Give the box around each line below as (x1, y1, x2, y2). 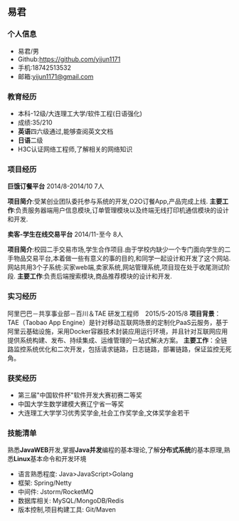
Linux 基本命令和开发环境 (14, 455, 87, 463)
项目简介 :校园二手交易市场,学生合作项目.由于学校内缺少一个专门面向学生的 (7, 245, 225, 254)
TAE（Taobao (7, 318, 48, 326)
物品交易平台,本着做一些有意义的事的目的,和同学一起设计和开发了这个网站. (13, 254, 231, 263)
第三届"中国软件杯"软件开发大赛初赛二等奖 (17, 391, 142, 399)
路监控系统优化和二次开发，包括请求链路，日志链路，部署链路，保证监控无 (7, 344, 225, 354)
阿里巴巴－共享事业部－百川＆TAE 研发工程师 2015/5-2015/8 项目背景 (7, 309, 215, 318)
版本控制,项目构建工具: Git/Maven (17, 505, 116, 514)
